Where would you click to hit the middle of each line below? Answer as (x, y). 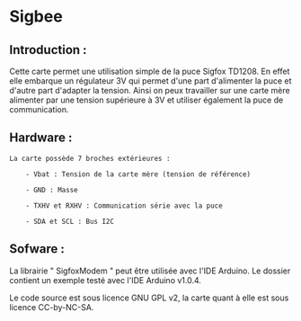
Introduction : (48, 50)
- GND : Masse (52, 190)
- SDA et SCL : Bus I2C (70, 221)
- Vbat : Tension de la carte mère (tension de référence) (138, 174)
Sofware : (37, 249)
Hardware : (41, 138)
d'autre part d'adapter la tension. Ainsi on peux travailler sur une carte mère (150, 90)
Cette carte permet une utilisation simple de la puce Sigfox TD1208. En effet (150, 71)
